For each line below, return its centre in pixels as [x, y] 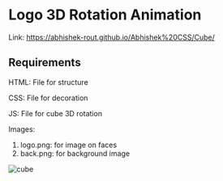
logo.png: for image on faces [69, 145]
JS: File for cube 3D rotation [56, 113]
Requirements [45, 63]
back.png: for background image [75, 153]
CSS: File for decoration [48, 98]
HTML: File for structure [49, 82]
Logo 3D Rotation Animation [105, 15]
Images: [22, 129]
